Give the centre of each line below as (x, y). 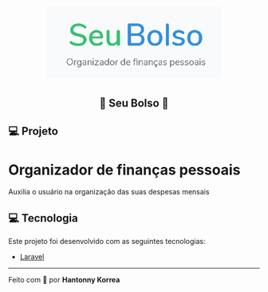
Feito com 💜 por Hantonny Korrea (64, 280)
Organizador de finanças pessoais (124, 170)
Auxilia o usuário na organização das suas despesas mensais (109, 192)
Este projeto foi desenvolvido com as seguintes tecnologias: (107, 242)
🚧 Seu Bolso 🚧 (134, 104)
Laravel (32, 257)
